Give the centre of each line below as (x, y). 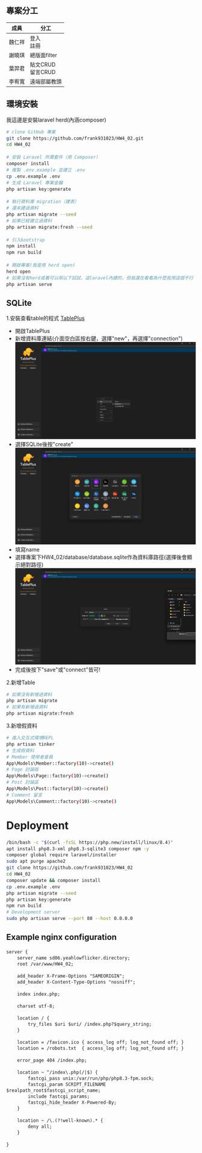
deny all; (40, 1127)
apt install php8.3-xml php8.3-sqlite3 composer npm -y (78, 849)
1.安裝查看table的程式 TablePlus (46, 319)
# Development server (33, 912)
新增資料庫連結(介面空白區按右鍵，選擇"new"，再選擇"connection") (99, 338)
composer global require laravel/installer (62, 855)
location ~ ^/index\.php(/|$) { (57, 1072)
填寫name (27, 549)
